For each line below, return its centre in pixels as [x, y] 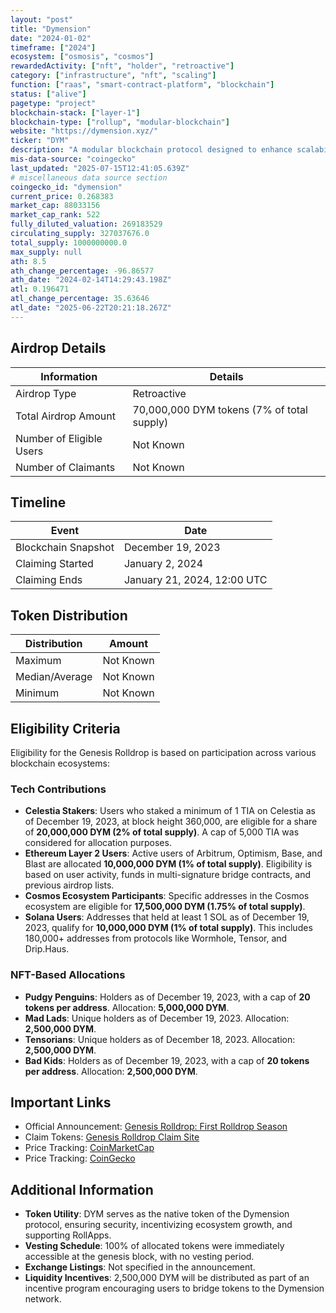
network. [43, 1299]
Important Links [61, 1102]
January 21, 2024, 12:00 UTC [195, 580]
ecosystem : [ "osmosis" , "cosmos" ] [82, 57]
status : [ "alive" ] [48, 94]
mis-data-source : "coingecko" [73, 159]
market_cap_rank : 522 [55, 215]
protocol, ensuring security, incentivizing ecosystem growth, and [158, 1225]
